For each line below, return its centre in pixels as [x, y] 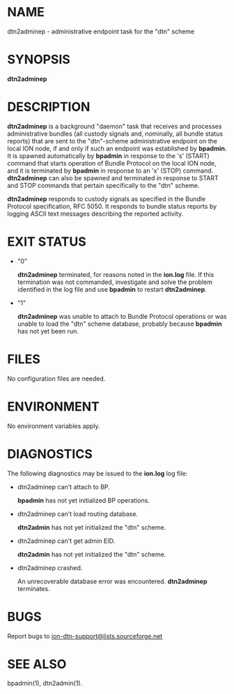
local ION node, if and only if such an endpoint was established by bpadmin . [117, 148]
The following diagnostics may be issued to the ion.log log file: [97, 473]
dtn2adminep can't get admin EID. [66, 541]
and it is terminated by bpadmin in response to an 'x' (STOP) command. [110, 171]
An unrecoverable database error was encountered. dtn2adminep [112, 581]
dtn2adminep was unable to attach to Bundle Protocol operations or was [122, 316]
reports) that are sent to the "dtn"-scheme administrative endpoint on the [112, 141]
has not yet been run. [48, 331]
